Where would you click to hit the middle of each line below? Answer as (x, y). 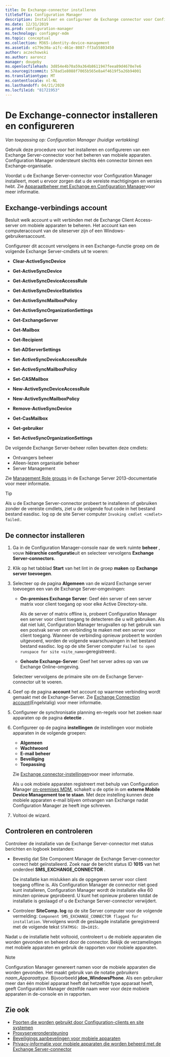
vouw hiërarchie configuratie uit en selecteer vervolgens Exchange (83, 553)
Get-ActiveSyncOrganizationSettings (53, 310)
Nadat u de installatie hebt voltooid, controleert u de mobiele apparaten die (83, 936)
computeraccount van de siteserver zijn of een (54, 231)
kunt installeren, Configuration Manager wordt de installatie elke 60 (83, 890)
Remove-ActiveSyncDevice (42, 409)
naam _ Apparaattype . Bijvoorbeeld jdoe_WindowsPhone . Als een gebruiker (84, 978)
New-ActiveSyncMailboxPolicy (46, 399)
